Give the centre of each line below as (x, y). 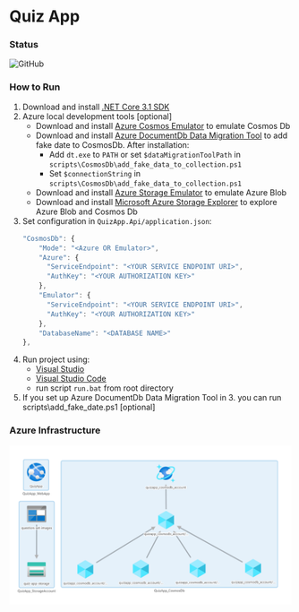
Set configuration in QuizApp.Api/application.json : (117, 220)
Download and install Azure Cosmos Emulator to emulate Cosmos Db (163, 125)
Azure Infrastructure (55, 430)
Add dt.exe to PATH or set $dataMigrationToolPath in (145, 154)
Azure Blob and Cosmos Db (87, 211)
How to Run (35, 87)
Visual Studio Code (71, 379)
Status (24, 45)
